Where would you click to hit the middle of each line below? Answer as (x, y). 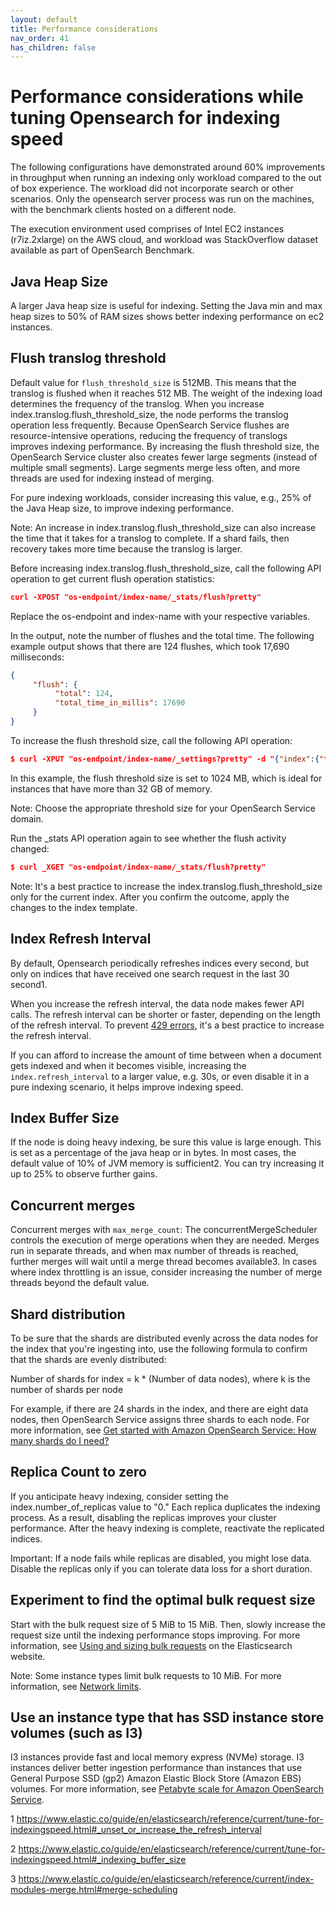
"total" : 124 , (84, 694)
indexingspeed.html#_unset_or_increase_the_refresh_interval (136, 1830)
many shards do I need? (60, 1440)
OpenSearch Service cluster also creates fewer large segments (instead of (164, 457)
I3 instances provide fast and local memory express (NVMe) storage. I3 (157, 1757)
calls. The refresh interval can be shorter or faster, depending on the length (165, 1014)
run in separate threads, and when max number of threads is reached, (154, 1251)
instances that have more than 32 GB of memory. (111, 788)
